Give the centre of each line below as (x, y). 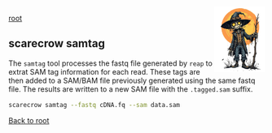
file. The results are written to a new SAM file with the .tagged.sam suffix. (131, 89)
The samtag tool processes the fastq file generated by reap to (111, 63)
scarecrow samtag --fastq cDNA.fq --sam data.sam (94, 105)
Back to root (29, 120)
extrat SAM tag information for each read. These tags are (105, 71)
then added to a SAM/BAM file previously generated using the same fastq (132, 80)
